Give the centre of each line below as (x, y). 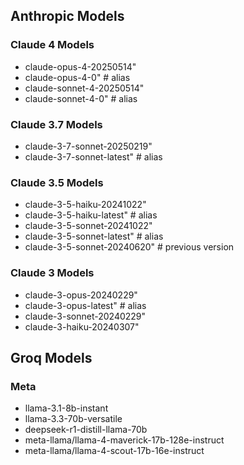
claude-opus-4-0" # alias (77, 77)
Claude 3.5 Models (57, 182)
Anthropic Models (67, 16)
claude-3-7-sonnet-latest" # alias (93, 156)
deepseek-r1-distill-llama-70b (86, 430)
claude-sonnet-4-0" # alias (81, 98)
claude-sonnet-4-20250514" (84, 88)
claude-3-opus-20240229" (81, 295)
